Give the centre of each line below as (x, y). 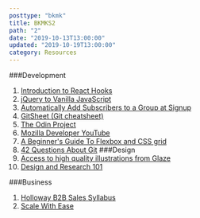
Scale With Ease (47, 206)
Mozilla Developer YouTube (65, 133)
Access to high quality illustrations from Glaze (96, 158)
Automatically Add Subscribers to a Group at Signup (106, 107)
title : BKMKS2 (33, 23)
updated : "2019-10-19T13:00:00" (62, 45)
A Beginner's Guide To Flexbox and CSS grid (94, 141)
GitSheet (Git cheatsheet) (62, 116)
